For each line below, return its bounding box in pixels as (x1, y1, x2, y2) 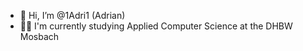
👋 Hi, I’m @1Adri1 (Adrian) (19, 10, 126, 21)
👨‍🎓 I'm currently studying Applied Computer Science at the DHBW (19, 20, 293, 32)
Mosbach (19, 31, 60, 42)
